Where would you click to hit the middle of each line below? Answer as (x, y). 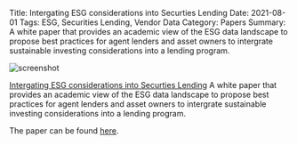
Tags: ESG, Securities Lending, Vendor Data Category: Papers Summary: (153, 22)
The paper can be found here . (64, 131)
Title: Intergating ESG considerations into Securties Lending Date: (129, 13)
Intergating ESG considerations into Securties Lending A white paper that (143, 85)
